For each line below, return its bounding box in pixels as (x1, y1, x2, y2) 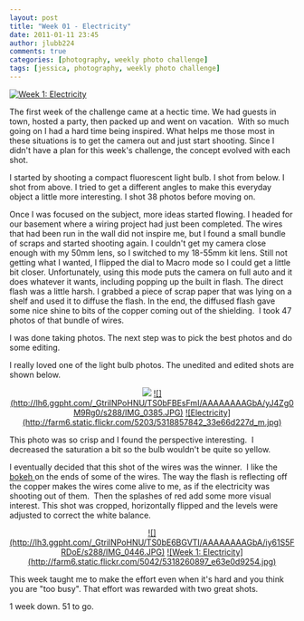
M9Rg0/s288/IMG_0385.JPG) (73, 407, 184, 418)
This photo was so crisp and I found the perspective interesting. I (9, 434, 254, 445)
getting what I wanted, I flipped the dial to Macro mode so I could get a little (9, 257, 291, 267)
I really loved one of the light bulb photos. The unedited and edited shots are (9, 359, 294, 370)
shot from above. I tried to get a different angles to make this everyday (9, 181, 272, 192)
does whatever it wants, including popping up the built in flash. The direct (9, 276, 283, 286)
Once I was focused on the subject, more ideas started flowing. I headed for (9, 209, 293, 219)
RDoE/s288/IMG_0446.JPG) (61, 546, 166, 558)
